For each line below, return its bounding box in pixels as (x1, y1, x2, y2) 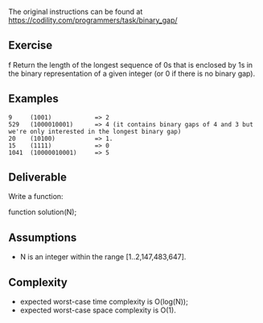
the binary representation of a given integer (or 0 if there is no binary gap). (8, 68, 256, 78)
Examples (8, 92, 59, 106)
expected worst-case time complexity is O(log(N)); (19, 297, 189, 307)
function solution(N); (8, 207, 77, 217)
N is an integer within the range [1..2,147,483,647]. (19, 252, 187, 262)
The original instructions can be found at (8, 7, 143, 16)
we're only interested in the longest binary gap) (8, 127, 182, 135)
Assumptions (8, 230, 77, 244)
